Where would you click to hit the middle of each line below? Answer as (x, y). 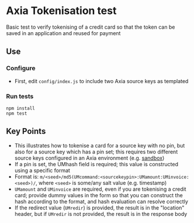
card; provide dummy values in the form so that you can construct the (98, 195)
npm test (17, 113)
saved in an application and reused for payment (63, 33)
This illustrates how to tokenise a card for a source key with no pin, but (100, 145)
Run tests (20, 96)
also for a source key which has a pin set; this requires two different (96, 152)
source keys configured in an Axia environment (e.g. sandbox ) (89, 158)
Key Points (26, 131)
